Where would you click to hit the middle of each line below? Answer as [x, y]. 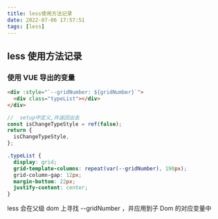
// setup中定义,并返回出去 [43, 117]
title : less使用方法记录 [40, 13]
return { [20, 131]
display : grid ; [35, 162]
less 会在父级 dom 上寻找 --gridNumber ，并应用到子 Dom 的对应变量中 [109, 209]
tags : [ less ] [26, 26]
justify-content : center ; [51, 188]
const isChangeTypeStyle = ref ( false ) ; [65, 124]
